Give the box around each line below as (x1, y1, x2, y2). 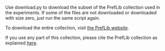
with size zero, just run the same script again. (5, 15, 101, 21)
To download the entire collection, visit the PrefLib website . (5, 25, 129, 31)
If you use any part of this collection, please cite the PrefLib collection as (5, 35, 157, 40)
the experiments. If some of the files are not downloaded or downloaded (5, 10, 157, 16)
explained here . (5, 40, 38, 46)
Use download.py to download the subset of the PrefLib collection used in (5, 5, 160, 10)
